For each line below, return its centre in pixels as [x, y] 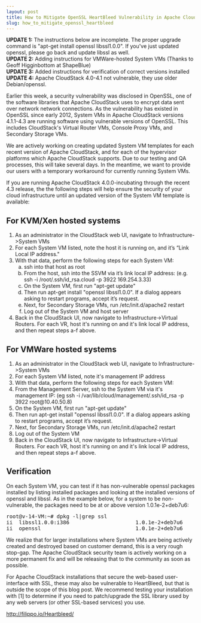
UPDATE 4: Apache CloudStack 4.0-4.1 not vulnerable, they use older [92, 78]
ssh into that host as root [54, 267]
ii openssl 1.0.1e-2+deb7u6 [95, 528]
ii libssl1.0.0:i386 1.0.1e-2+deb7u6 [95, 522]
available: [18, 202]
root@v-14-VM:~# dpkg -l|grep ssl [57, 516]
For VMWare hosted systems [61, 349]
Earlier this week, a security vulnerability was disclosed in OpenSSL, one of [99, 96]
